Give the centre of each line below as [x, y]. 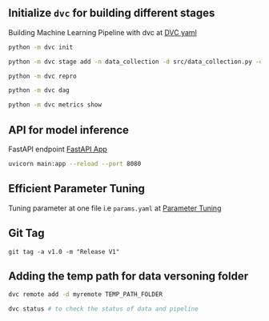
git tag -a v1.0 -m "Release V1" [64, 251]
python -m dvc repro [43, 76]
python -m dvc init [41, 47]
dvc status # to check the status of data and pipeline [103, 309]
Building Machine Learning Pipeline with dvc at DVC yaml [103, 32]
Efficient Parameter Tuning [77, 189]
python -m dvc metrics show [55, 105]
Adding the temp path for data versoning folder [128, 276]
